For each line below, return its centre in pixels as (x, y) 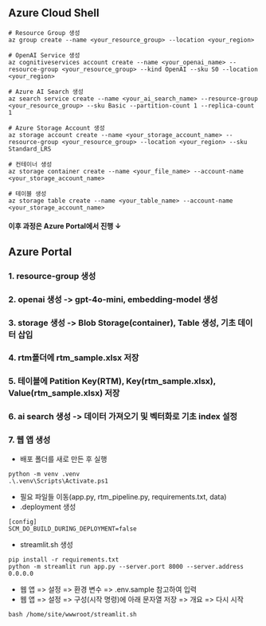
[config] (23, 522)
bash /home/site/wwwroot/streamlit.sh (72, 614)
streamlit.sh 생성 (46, 544)
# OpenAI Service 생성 (44, 55)
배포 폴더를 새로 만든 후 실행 (63, 459)
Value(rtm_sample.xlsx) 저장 (64, 393)
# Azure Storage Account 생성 (57, 128)
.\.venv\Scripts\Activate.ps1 (59, 481)
